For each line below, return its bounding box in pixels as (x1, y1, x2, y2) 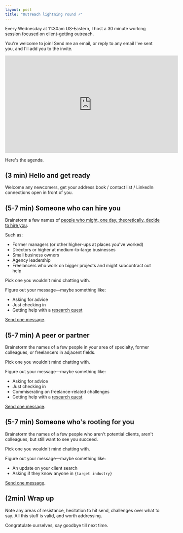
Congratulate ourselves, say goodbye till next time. (5, 522, 109, 528)
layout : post (5, 7, 32, 12)
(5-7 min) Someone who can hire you (5, 204, 121, 212)
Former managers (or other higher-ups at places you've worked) (12, 242, 144, 247)
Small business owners (12, 252, 60, 258)
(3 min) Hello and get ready (5, 171, 90, 180)
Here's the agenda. (5, 157, 44, 163)
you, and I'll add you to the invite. (5, 46, 73, 51)
